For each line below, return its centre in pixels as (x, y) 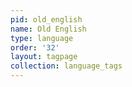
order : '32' (35, 47)
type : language (42, 38)
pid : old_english (46, 19)
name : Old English (48, 29)
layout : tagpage (44, 57)
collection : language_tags (66, 66)
